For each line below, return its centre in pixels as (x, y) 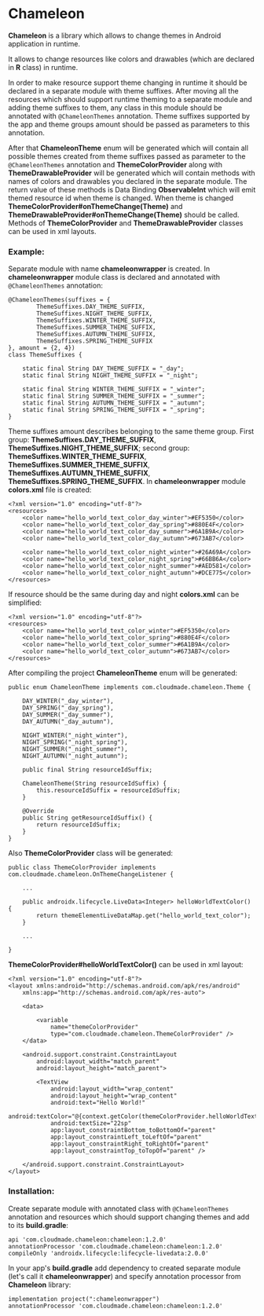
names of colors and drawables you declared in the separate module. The (128, 181)
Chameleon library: (40, 1285)
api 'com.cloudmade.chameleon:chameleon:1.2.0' (88, 1239)
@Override (38, 811)
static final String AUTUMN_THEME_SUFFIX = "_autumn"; (114, 403)
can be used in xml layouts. (52, 231)
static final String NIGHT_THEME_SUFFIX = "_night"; (110, 376)
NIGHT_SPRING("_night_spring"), (75, 742)
